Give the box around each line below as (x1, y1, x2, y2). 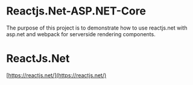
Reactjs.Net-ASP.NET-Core (6, 4, 147, 18)
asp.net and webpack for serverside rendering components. (6, 30, 156, 37)
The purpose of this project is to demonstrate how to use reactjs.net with (6, 24, 188, 31)
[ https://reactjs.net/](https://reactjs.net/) (6, 71, 107, 79)
